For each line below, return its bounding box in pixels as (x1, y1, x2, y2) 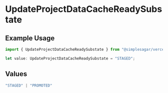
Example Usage (5, 34, 55, 42)
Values (5, 70, 27, 78)
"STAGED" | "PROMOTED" (5, 83, 52, 88)
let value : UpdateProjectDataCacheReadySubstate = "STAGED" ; (5, 56, 135, 61)
